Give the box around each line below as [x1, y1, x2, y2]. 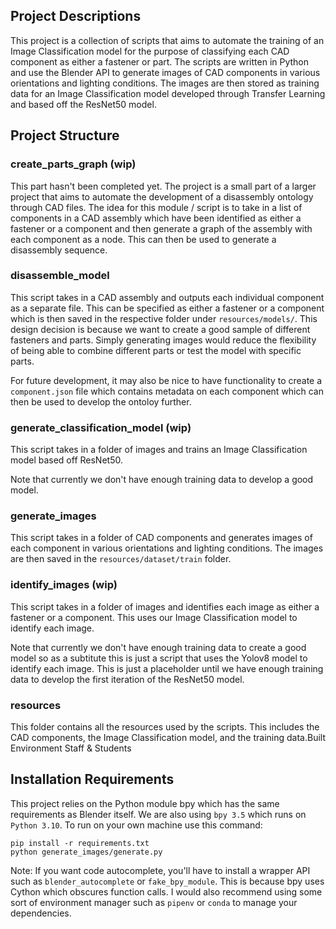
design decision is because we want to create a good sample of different [10, 323, 311, 335]
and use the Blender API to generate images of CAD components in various [10, 66, 321, 78]
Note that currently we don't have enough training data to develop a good [10, 474, 314, 486]
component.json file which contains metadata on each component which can [10, 385, 324, 397]
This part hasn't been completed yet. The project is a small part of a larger [10, 180, 317, 192]
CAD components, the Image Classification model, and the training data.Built [10, 731, 326, 743]
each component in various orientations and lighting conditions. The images [10, 542, 324, 554]
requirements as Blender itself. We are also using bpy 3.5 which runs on [10, 808, 307, 820]
